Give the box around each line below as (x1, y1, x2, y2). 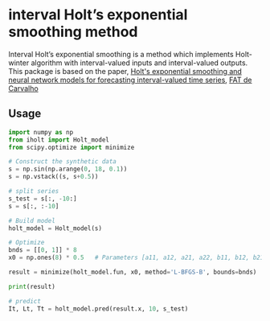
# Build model (8, 216, 56, 224)
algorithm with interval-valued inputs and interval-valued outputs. (31, 58, 248, 68)
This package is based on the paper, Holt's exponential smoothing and (8, 66, 243, 76)
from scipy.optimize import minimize (8, 143, 135, 151)
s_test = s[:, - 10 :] (8, 195, 78, 203)
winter (8, 58, 30, 68)
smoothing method (8, 23, 138, 41)
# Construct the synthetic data (8, 158, 117, 166)
